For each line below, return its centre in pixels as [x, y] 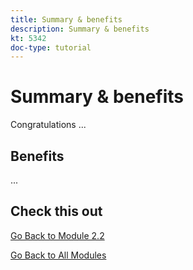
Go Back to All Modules [58, 255]
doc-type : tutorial [51, 47]
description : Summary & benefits [80, 29]
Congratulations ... [48, 125]
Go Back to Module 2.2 [57, 235]
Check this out [56, 211]
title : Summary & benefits [66, 19]
